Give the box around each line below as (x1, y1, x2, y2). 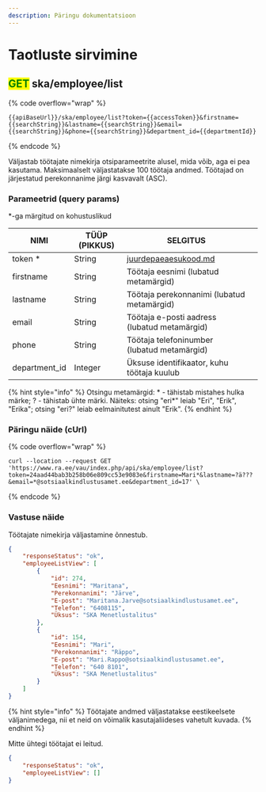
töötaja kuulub (126, 367, 180, 378)
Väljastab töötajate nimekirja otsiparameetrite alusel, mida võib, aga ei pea (8, 156, 251, 166)
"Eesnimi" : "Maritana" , (50, 581, 129, 590)
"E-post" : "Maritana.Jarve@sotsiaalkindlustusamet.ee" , (50, 596, 239, 604)
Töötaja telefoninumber (126, 334, 214, 345)
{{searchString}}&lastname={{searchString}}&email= (8, 120, 182, 128)
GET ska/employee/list (8, 77, 123, 91)
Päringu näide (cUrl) (8, 424, 88, 435)
